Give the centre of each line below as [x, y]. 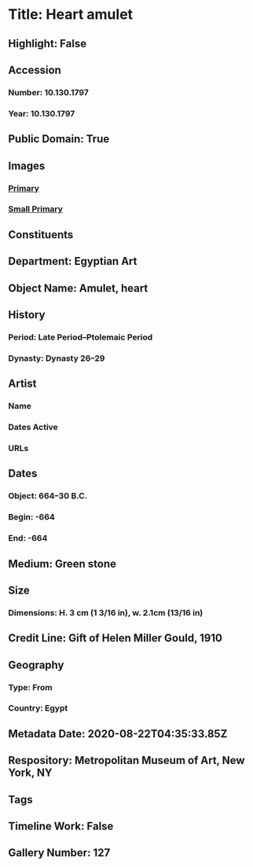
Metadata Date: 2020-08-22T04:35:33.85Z [118, 734]
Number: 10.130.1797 [48, 92]
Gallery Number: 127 [59, 853]
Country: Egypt [38, 708]
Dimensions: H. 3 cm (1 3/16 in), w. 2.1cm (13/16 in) [106, 612]
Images [27, 165]
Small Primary [35, 209]
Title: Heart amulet [71, 15]
